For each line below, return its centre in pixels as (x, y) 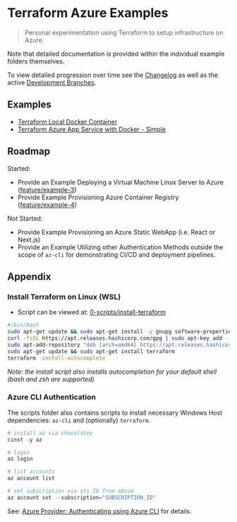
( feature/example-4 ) (47, 204)
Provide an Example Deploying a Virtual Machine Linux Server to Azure (121, 182)
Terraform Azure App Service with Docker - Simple (91, 129)
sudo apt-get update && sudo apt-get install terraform (91, 351)
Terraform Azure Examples (88, 13)
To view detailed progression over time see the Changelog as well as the (113, 75)
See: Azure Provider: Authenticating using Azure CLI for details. (99, 511)
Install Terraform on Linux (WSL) (64, 297)
